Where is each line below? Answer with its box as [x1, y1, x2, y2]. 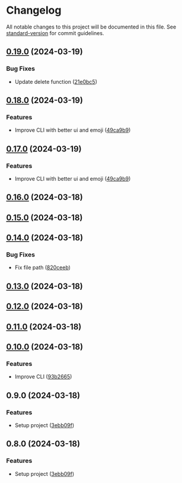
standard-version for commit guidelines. [6, 29, 104, 36]
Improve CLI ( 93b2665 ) [14, 373, 72, 380]
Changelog [6, 4, 62, 17]
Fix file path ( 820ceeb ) [14, 264, 71, 271]
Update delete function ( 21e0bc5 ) [14, 78, 98, 85]
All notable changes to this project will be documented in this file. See [6, 23, 177, 30]
